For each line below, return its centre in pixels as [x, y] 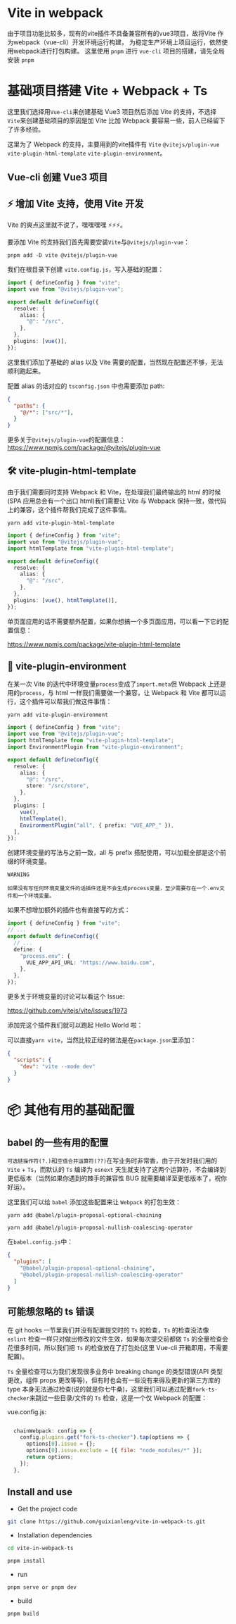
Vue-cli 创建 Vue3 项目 [58, 177]
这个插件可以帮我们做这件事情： [66, 701]
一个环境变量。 [36, 896]
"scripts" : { [33, 1060]
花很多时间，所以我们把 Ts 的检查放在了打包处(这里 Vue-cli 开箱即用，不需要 [118, 1347]
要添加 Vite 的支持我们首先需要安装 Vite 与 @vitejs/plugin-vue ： [99, 242]
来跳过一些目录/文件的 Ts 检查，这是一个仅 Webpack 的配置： [118, 1398]
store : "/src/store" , [58, 786]
